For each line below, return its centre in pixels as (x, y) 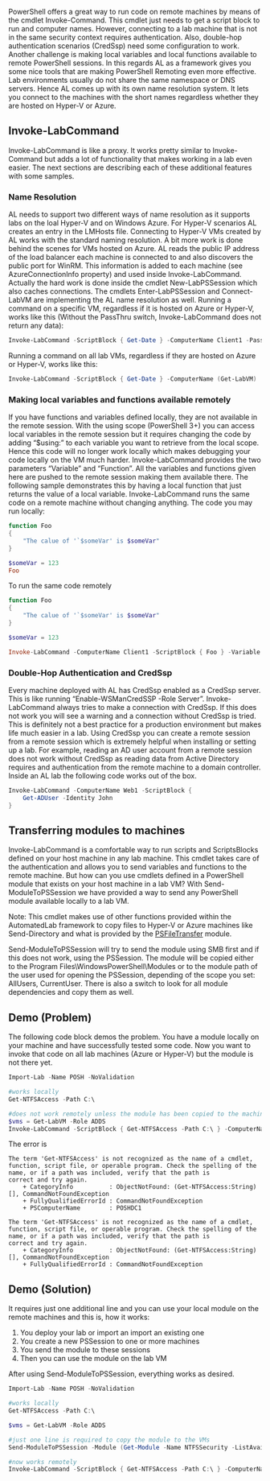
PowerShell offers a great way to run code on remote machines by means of (135, 12)
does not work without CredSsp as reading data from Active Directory (124, 758)
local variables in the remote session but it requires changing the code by (130, 435)
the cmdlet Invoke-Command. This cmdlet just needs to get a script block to (134, 20)
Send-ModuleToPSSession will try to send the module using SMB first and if (134, 950)
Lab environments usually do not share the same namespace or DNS (122, 80)
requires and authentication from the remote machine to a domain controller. (135, 767)
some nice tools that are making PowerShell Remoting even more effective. (133, 71)
